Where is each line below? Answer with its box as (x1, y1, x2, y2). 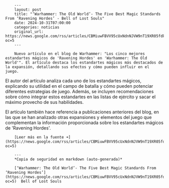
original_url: (14, 29, 44, 34)
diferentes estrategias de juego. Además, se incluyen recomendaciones (5, 89, 154, 94)
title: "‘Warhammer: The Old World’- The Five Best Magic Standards (14, 12, 161, 17)
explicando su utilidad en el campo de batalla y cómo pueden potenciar (5, 83, 153, 89)
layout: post (14, 7, 42, 12)
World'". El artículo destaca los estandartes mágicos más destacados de (5, 60, 163, 65)
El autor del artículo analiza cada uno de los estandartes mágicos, (5, 78, 142, 84)
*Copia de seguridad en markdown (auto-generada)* (14, 157, 123, 162)
